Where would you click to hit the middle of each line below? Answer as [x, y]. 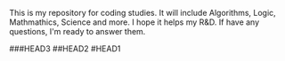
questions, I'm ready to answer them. [77, 31]
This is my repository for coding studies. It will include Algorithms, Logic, [142, 13]
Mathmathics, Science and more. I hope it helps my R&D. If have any [134, 22]
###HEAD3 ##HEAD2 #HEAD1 [65, 49]
